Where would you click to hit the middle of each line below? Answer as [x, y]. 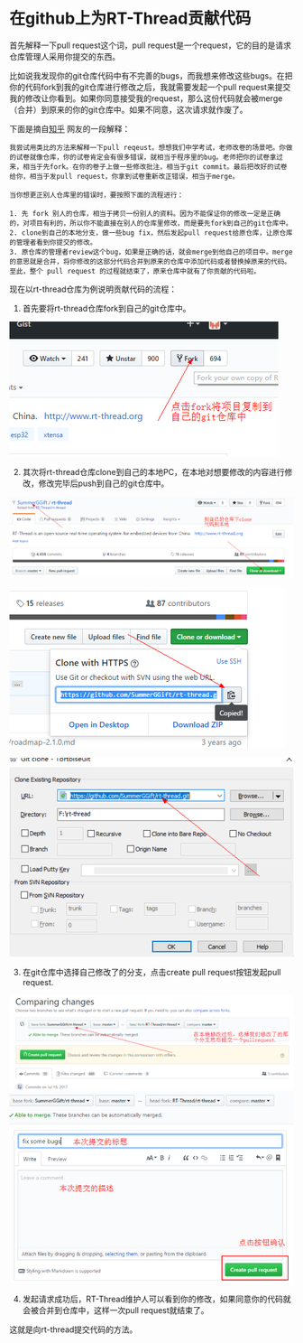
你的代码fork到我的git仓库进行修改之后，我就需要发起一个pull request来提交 [150, 87]
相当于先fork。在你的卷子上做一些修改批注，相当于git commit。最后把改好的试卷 [155, 167]
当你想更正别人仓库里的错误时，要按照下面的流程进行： [97, 195]
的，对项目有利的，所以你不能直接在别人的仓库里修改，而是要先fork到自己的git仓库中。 [151, 223]
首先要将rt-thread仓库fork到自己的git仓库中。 [106, 308]
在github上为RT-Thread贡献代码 [130, 19]
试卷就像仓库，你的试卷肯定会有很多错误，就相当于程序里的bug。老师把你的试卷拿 [146, 157]
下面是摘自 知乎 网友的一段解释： [70, 128]
